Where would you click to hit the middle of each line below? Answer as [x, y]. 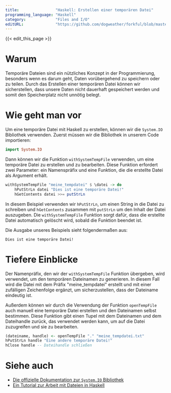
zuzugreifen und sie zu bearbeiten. [42, 326]
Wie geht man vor [44, 115]
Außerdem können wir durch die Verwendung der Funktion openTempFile [81, 305]
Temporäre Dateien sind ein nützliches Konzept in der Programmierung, [80, 73]
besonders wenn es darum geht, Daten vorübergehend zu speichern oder [83, 79]
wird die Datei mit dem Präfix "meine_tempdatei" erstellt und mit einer [78, 284]
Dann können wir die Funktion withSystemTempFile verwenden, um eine [80, 159]
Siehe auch [29, 366]
